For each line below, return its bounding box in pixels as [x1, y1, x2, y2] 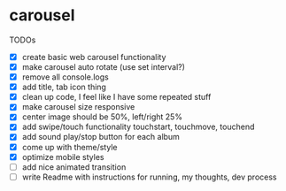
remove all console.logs [21, 72, 109, 82]
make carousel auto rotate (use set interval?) [21, 62, 186, 72]
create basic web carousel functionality [21, 51, 166, 62]
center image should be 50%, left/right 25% [21, 111, 183, 122]
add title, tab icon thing [21, 81, 106, 93]
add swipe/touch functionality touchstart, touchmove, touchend [21, 121, 255, 133]
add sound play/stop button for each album [21, 132, 180, 142]
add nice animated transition [21, 161, 127, 172]
